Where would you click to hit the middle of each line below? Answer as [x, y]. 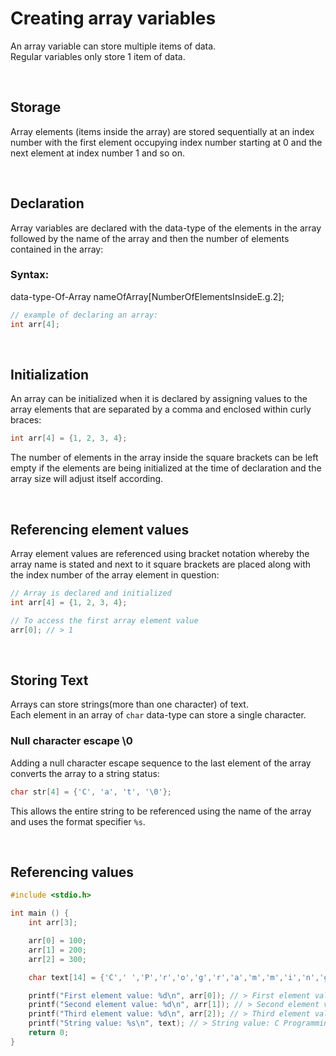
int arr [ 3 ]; [53, 923]
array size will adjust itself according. [87, 479]
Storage [36, 107]
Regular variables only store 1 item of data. [98, 56]
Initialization [50, 375]
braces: [26, 420]
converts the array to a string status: [85, 773]
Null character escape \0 [71, 741]
